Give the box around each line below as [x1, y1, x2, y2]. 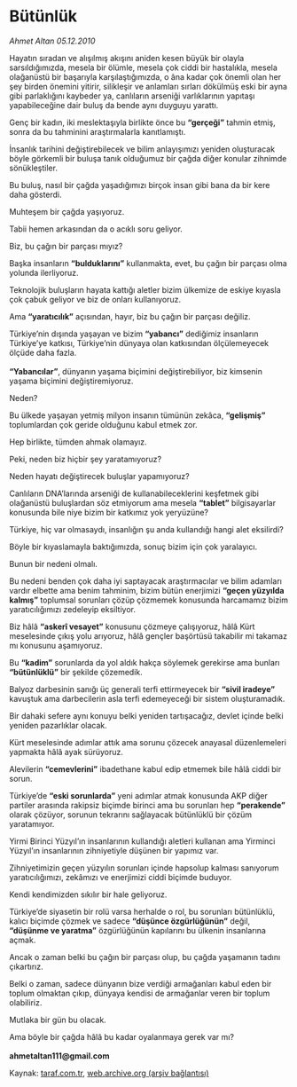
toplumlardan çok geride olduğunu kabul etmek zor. [9, 419, 198, 429]
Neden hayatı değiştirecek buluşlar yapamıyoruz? [9, 470, 190, 481]
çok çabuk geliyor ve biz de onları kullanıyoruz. [9, 294, 182, 304]
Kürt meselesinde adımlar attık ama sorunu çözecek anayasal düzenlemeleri [9, 736, 286, 747]
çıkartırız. [9, 961, 43, 972]
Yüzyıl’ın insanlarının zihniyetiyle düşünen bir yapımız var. [9, 845, 219, 855]
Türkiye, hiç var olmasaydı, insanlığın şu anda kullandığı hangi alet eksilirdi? [9, 524, 284, 534]
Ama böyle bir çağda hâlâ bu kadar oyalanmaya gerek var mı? [9, 1031, 235, 1042]
